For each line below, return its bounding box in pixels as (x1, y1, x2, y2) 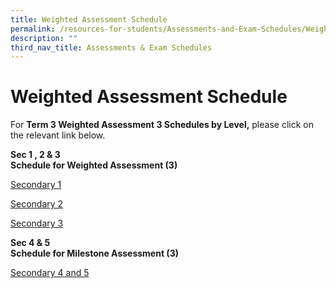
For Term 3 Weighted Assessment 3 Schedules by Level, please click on (10, 119, 314, 131)
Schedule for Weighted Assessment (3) (10, 159, 178, 171)
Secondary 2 (10, 198, 64, 210)
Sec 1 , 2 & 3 (10, 149, 61, 161)
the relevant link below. (10, 129, 106, 141)
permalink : (10, 24, 56, 34)
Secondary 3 (10, 217, 64, 230)
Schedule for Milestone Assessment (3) (10, 247, 179, 260)
